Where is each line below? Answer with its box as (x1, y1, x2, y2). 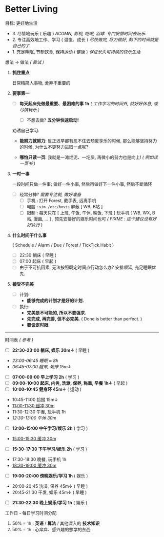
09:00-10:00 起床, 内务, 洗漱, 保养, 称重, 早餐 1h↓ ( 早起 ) (12, 380, 128, 386)
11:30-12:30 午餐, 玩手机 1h (12, 409, 66, 415)
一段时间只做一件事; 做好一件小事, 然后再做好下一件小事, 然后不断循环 (12, 181, 152, 187)
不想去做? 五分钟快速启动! (26, 117, 79, 123)
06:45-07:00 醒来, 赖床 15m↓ (12, 363, 72, 369)
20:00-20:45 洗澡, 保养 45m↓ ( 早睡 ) (12, 483, 88, 489)
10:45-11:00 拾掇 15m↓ (12, 397, 59, 402)
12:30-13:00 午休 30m (12, 415, 57, 420)
